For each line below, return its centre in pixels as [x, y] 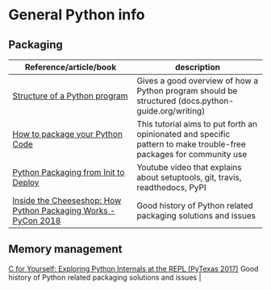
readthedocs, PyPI [172, 187]
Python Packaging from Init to [69, 172]
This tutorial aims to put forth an [197, 124]
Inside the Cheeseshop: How [67, 201]
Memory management [65, 249]
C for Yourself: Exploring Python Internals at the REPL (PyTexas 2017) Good [133, 268]
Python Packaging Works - [64, 211]
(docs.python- [206, 101]
